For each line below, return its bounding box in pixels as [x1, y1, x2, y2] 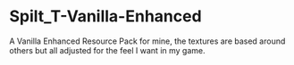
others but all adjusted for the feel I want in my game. [9, 45, 206, 55]
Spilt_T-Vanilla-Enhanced [9, 6, 203, 27]
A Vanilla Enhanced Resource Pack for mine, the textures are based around [9, 36, 286, 46]
